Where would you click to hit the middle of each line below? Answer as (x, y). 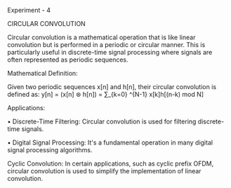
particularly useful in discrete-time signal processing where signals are (110, 52)
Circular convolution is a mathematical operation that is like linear (101, 37)
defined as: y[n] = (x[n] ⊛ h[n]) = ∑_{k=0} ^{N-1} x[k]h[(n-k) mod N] (106, 94)
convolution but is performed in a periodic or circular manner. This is (106, 45)
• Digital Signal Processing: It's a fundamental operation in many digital (110, 142)
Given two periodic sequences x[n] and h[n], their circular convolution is (112, 87)
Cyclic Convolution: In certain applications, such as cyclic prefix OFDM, (111, 163)
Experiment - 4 (29, 10)
